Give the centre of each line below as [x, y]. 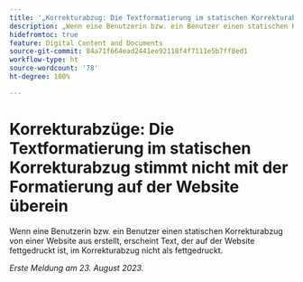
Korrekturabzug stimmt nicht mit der [149, 167]
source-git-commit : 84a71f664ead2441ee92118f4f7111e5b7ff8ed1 [129, 52]
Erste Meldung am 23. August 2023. [77, 268]
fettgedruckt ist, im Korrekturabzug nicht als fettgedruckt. [116, 250]
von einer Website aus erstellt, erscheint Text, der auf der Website [132, 240]
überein [39, 206]
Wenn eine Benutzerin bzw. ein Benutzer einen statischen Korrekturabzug [147, 230]
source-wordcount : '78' [54, 69]
